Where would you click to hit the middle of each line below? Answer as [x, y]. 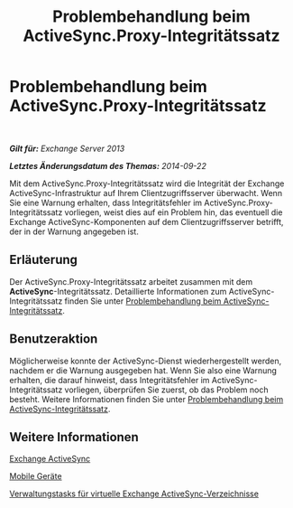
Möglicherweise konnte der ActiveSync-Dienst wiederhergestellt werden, [146, 361]
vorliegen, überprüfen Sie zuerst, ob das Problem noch [166, 390]
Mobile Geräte [36, 476]
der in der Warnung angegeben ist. [74, 231]
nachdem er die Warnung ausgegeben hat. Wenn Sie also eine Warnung [143, 370]
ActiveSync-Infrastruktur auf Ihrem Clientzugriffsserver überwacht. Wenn [146, 193]
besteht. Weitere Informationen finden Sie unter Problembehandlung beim [146, 399]
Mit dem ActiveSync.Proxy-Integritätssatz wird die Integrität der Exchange [147, 183]
